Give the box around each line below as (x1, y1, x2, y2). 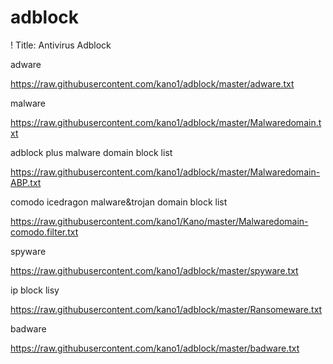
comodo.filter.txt (10, 226, 79, 238)
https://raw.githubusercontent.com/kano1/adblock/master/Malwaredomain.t (10, 116, 322, 128)
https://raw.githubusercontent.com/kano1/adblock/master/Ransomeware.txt (10, 303, 323, 315)
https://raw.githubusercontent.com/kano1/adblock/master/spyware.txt (10, 264, 299, 276)
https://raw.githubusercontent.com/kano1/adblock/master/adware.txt (10, 77, 295, 90)
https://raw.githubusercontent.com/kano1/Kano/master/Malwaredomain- (10, 215, 309, 227)
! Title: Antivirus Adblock (10, 39, 112, 51)
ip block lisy (10, 284, 60, 296)
